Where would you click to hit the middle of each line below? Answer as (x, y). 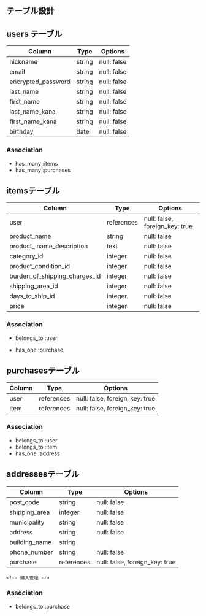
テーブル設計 (30, 11)
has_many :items (36, 163)
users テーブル (34, 33)
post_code (25, 502)
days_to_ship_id (32, 296)
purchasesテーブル (43, 371)
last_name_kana (33, 112)
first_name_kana (33, 121)
